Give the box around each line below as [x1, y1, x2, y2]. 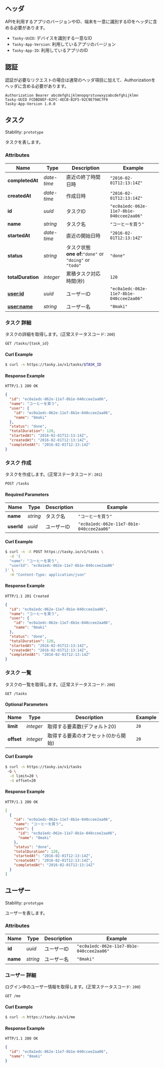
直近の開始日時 [66, 232, 101, 239]
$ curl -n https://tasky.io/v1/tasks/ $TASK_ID [5, 362, 102, 367]
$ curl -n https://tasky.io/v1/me [5, 1015, 76, 1020]
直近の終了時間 [66, 173, 101, 180]
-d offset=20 [9, 778, 36, 783]
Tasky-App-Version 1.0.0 [5, 101, 56, 106]
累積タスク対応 [66, 270, 101, 277]
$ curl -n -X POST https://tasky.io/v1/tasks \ [5, 550, 104, 555]
